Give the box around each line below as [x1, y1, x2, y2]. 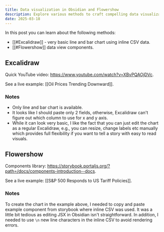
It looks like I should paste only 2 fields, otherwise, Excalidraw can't [12, 110, 148, 116]
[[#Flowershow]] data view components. [12, 45, 94, 51]
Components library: [5, 163, 46, 169]
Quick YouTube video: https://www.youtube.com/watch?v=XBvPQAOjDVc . [5, 72, 154, 77]
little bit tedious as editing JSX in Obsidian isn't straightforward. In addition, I [5, 211, 159, 217]
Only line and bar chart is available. [12, 104, 83, 110]
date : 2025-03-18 [5, 16, 41, 21]
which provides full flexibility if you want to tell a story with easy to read [12, 130, 157, 136]
